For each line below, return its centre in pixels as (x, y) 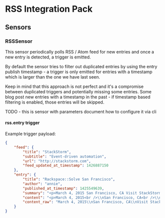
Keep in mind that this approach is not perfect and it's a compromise (74, 86)
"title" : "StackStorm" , (47, 152)
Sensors (18, 27)
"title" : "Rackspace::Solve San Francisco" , (69, 179)
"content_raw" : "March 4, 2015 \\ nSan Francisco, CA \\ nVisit (85, 202)
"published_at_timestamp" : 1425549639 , (64, 188)
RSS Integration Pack (49, 9)
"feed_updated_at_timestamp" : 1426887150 (66, 165)
